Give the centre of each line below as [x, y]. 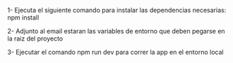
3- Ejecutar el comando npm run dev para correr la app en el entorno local [115, 52]
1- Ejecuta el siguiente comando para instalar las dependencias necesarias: [117, 10]
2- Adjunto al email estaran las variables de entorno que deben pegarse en [116, 31]
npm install [23, 17]
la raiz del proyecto [35, 38]
